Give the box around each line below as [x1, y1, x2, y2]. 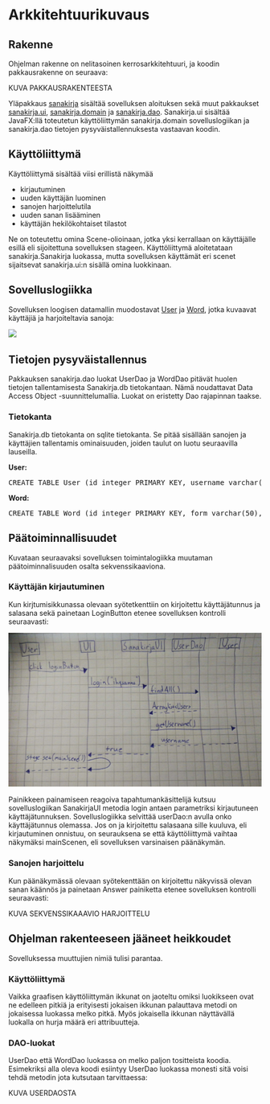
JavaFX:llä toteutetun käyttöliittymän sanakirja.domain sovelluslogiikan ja [8, 116, 250, 125]
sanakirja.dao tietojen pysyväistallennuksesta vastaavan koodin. [8, 125, 221, 133]
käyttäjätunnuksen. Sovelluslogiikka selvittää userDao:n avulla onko [8, 812, 232, 822]
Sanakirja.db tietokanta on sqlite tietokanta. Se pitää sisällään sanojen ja [8, 429, 247, 439]
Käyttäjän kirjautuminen [8, 581, 105, 593]
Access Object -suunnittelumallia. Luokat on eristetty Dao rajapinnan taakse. [8, 392, 262, 401]
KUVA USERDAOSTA [8, 1088, 76, 1098]
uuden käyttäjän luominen [19, 193, 106, 203]
